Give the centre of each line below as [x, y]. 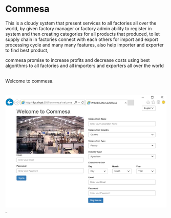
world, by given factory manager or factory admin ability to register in [79, 28]
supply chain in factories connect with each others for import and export [82, 39]
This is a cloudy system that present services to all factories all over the [81, 23]
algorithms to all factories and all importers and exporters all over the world [84, 66]
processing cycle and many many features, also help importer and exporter [84, 45]
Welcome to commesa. [29, 81]
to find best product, [27, 50]
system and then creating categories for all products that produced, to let [83, 34]
